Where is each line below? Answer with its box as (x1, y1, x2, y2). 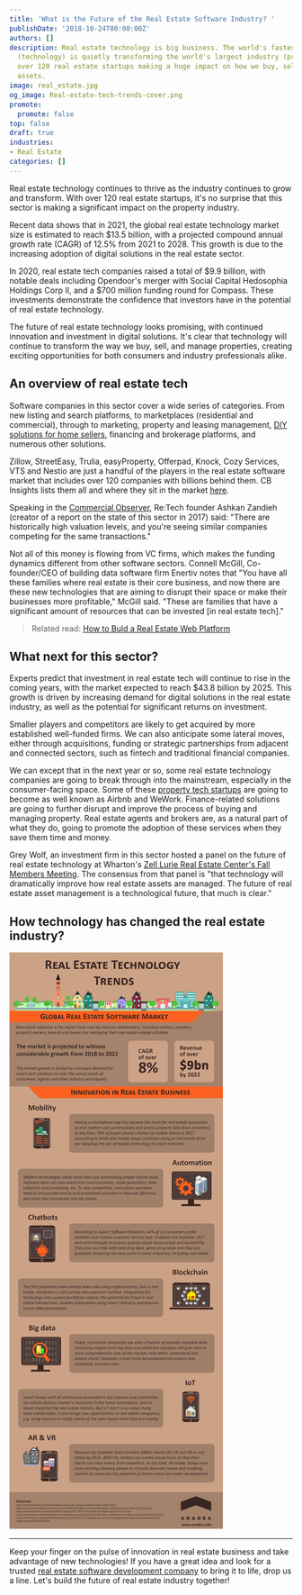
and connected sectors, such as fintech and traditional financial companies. (9, 748, 290, 758)
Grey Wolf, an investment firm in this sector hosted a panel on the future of (9, 849, 286, 860)
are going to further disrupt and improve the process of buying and (9, 803, 258, 814)
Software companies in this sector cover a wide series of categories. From (9, 400, 285, 411)
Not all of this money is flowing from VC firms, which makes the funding (9, 548, 276, 558)
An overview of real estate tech (9, 376, 189, 392)
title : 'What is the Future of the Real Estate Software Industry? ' (9, 14, 276, 23)
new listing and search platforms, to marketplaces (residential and (9, 410, 254, 421)
